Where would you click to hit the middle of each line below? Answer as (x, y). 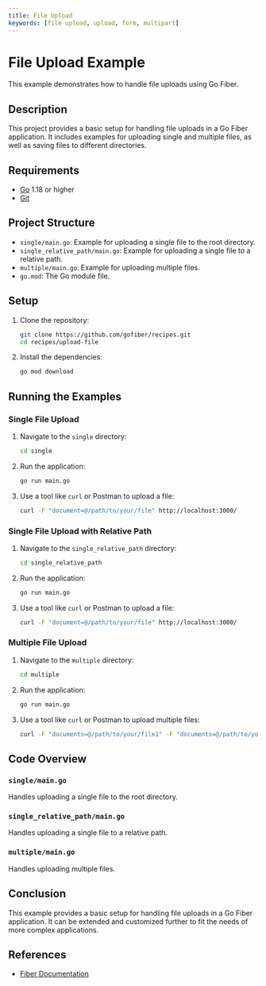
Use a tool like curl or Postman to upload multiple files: (110, 720)
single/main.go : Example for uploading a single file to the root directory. (137, 242)
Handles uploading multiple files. (62, 868)
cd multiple (39, 674)
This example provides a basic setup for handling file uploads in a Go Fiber (131, 913)
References (37, 955)
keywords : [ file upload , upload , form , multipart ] (94, 23)
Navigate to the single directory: (73, 437)
